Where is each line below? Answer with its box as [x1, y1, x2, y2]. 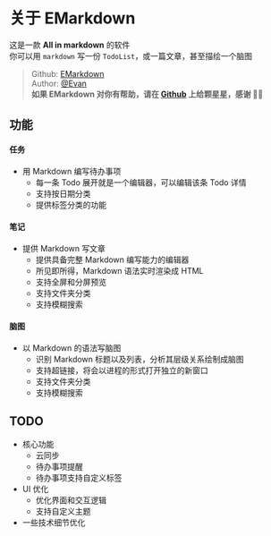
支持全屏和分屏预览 [35, 277, 107, 287]
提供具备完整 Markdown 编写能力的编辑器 [35, 254, 190, 265]
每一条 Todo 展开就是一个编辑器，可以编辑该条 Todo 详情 [35, 176, 247, 188]
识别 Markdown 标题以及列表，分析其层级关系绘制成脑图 [35, 353, 244, 364]
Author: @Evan [30, 78, 88, 89]
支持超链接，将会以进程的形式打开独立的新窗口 [35, 364, 208, 376]
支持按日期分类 [35, 188, 91, 199]
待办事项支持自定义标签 [35, 472, 123, 483]
